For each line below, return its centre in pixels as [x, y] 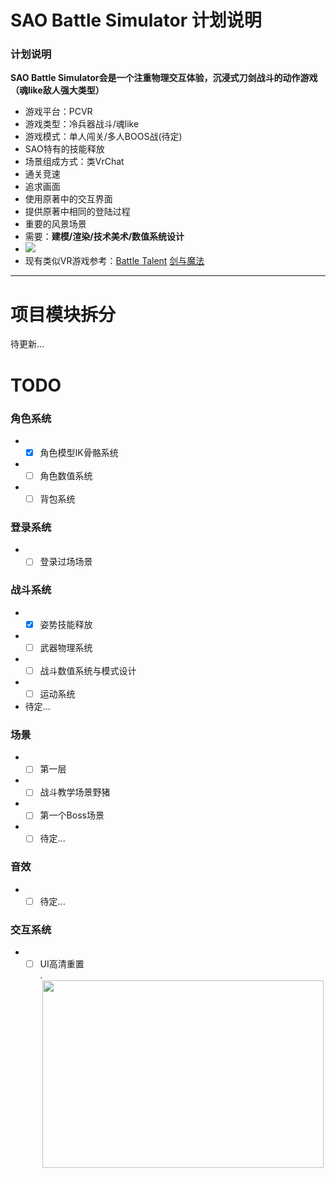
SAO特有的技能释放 [64, 149]
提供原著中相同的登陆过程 [77, 212]
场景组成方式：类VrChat [74, 162]
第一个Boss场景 [72, 815]
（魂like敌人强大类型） [57, 90]
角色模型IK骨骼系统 [79, 452]
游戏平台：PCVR [58, 112]
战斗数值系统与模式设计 [88, 670]
